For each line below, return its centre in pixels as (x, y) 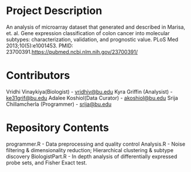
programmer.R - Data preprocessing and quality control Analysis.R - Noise (96, 144)
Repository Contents (58, 128)
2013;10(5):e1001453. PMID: (40, 46)
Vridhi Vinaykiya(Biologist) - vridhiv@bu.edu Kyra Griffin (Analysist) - (89, 91)
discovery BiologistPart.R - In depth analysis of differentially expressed (92, 156)
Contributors (38, 76)
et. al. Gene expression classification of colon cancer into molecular (88, 33)
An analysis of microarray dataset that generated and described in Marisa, (96, 27)
